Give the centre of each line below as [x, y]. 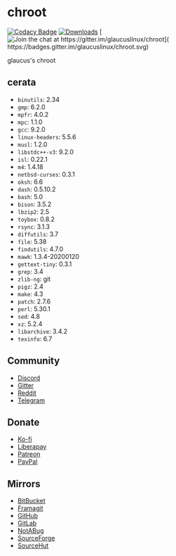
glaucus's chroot [32, 60]
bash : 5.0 [30, 196]
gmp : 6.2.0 [31, 107]
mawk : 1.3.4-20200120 [48, 256]
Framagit [30, 508]
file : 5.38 [32, 241]
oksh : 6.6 [30, 182]
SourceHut [33, 545]
